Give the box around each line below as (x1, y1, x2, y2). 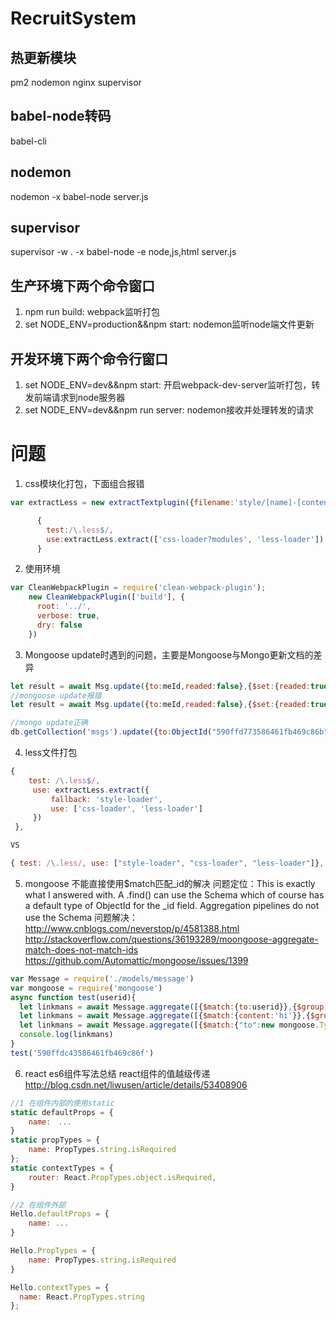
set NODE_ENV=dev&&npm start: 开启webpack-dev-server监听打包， (24, 379, 312, 391)
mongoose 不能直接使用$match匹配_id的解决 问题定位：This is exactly (24, 877, 316, 889)
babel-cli (10, 135, 47, 147)
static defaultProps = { (10, 1107, 114, 1117)
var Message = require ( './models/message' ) (10, 973, 195, 984)
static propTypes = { (10, 1135, 101, 1146)
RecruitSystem (10, 7, 137, 30)
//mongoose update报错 (10, 690, 102, 701)
